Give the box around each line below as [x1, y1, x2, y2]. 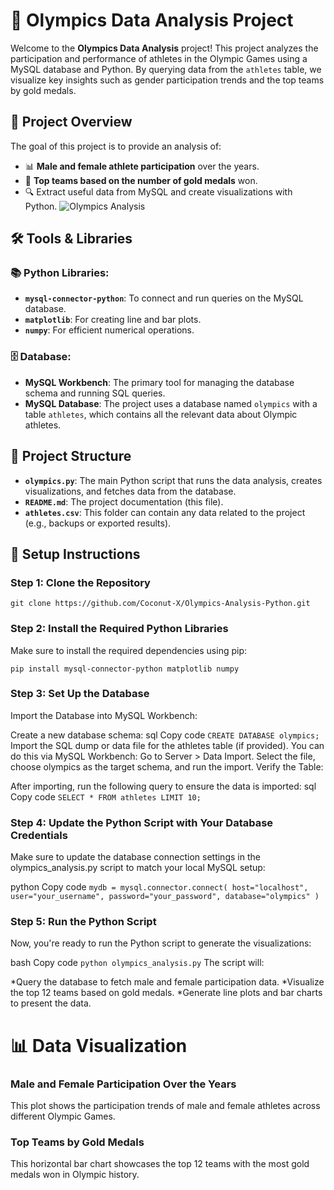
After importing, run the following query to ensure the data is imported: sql [10, 780, 317, 792]
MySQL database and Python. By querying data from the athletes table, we [10, 63, 322, 75]
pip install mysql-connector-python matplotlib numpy [10, 664, 240, 674]
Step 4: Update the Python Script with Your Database [10, 815, 274, 829]
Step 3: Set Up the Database [10, 687, 150, 701]
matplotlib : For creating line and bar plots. [24, 314, 202, 326]
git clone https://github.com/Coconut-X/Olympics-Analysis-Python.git [10, 599, 311, 609]
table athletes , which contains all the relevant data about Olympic [24, 408, 298, 420]
